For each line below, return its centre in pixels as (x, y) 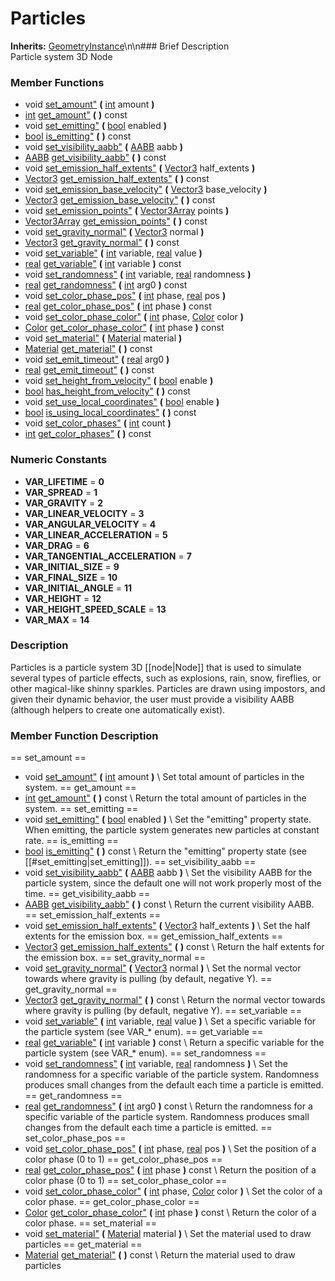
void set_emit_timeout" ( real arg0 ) (97, 359)
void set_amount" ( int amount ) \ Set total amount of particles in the (164, 777)
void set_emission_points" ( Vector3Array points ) (127, 211)
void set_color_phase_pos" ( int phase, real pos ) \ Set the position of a (170, 1149)
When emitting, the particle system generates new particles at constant (172, 830)
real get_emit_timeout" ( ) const (89, 370)
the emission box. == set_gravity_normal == (115, 958)
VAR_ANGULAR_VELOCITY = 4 (90, 524)
